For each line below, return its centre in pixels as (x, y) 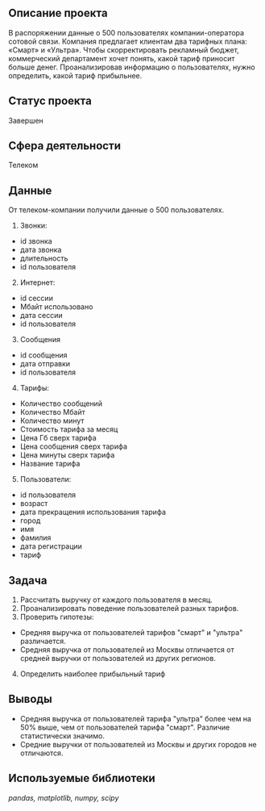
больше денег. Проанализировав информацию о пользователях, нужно (132, 67)
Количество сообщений (61, 403)
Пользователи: (46, 479)
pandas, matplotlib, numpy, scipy (64, 797)
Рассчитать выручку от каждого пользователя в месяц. (116, 600)
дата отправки (45, 364)
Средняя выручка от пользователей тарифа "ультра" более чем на (136, 718)
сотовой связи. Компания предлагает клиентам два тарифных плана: (128, 41)
